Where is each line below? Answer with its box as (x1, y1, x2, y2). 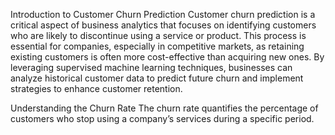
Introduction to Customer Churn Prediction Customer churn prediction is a (10, 9, 316, 20)
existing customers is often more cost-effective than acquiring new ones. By (10, 51, 325, 63)
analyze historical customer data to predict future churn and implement (10, 72, 304, 84)
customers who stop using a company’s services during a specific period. (10, 113, 315, 124)
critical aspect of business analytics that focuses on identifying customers (10, 19, 317, 31)
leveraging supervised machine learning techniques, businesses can (10, 62, 293, 73)
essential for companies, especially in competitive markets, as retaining (10, 40, 305, 52)
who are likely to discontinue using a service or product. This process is (10, 30, 307, 41)
